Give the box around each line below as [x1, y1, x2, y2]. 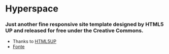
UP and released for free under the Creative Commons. [5, 27, 144, 34]
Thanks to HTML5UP [12, 38, 57, 44]
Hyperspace [5, 3, 58, 14]
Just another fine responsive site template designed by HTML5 [5, 21, 164, 28]
